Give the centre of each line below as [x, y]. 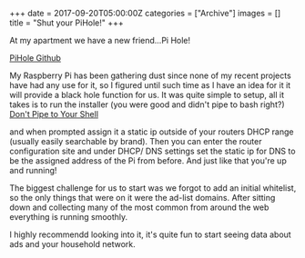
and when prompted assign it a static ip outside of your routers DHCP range [152, 132]
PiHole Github [36, 58]
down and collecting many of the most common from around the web [139, 207]
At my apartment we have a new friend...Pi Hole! [100, 40]
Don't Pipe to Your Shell [54, 114]
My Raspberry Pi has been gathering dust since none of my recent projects [150, 75]
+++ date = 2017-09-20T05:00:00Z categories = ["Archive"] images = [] [145, 13]
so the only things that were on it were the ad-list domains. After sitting [142, 198]
